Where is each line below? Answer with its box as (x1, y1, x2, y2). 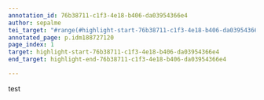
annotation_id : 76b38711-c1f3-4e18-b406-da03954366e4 (8, 11, 189, 20)
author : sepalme (8, 19, 61, 27)
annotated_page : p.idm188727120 (8, 33, 114, 42)
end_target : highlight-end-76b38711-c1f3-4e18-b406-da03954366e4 (8, 56, 226, 64)
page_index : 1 (8, 41, 55, 49)
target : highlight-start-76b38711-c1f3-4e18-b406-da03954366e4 (8, 48, 220, 56)
